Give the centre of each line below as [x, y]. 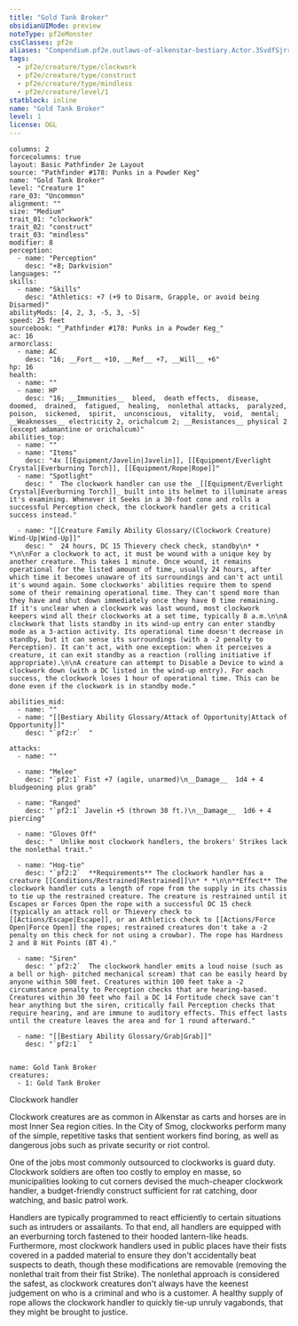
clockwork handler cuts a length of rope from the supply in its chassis [149, 888]
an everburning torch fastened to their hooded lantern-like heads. [129, 1236]
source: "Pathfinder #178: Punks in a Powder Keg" [105, 173]
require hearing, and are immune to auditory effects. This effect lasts [149, 1013]
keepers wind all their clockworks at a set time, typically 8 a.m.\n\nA [149, 616]
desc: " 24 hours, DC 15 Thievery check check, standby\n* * [142, 546]
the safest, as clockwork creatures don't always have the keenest [129, 1283]
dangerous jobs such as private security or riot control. [110, 1145]
